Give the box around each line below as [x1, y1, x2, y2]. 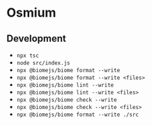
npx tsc [16, 52, 39, 59]
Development [6, 33, 67, 44]
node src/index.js [16, 60, 70, 67]
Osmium [6, 5, 56, 21]
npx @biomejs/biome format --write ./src [16, 111, 139, 118]
